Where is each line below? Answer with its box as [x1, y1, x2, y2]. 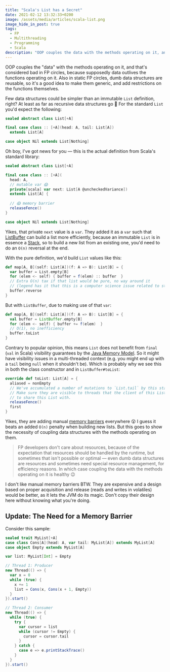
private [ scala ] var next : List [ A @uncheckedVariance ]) [10, 186, 128, 192]
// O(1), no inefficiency [10, 326, 65, 331]
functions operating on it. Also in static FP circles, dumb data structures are [5, 75, 163, 81]
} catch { [14, 643, 35, 648]
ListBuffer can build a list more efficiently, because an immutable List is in [5, 234, 160, 240]
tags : [5, 26, 17, 31]
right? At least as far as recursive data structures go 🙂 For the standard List [5, 101, 163, 107]
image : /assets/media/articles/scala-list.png [5, 17, 105, 22]
